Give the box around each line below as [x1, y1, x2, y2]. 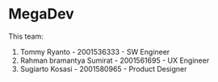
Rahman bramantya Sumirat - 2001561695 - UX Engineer [19, 55, 210, 65]
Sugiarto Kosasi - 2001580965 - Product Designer [19, 64, 187, 73]
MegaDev [8, 5, 74, 23]
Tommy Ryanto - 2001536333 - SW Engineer [19, 47, 170, 56]
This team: [8, 31, 44, 41]
